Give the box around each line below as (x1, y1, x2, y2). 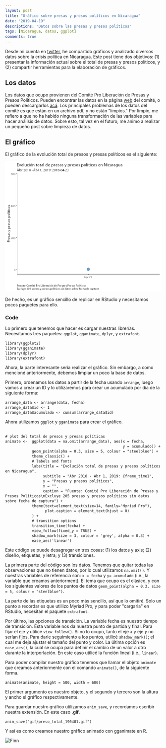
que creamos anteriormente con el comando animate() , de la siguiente (5, 665, 150, 671)
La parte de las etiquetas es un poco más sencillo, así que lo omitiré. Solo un (5, 598, 162, 603)
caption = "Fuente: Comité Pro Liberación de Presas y (43, 488, 159, 494)
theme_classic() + (31, 453, 70, 459)
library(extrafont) (5, 356, 46, 361)
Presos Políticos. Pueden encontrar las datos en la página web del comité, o (5, 97, 160, 103)
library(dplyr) (5, 351, 37, 356)
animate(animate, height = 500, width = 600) (5, 680, 101, 685)
